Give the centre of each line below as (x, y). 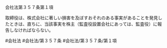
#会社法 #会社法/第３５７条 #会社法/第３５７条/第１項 (61, 41)
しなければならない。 (31, 30)
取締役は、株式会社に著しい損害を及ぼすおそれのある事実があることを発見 (82, 18)
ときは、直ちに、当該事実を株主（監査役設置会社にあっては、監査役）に (83, 24)
